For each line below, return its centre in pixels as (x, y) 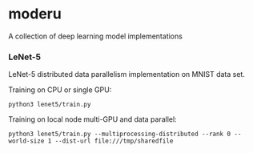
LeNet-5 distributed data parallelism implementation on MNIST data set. (127, 74)
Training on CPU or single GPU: (60, 90)
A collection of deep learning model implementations (95, 36)
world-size (26, 141)
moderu (35, 14)
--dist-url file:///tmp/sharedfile (114, 141)
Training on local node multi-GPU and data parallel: (93, 119)
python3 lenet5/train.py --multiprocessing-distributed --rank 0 (119, 134)
